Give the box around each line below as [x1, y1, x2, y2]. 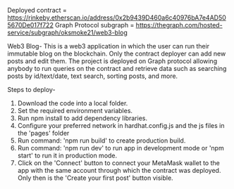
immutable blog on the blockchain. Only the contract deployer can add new [7, 49, 226, 58]
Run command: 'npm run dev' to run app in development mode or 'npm [17, 144, 224, 152]
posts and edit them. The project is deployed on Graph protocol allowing [7, 57, 217, 65]
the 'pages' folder [17, 129, 70, 137]
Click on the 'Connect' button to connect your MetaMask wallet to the [17, 159, 220, 167]
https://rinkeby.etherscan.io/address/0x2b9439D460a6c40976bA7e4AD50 [7, 13, 227, 22]
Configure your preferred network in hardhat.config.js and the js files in [17, 122, 225, 129]
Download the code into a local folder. [17, 99, 128, 107]
